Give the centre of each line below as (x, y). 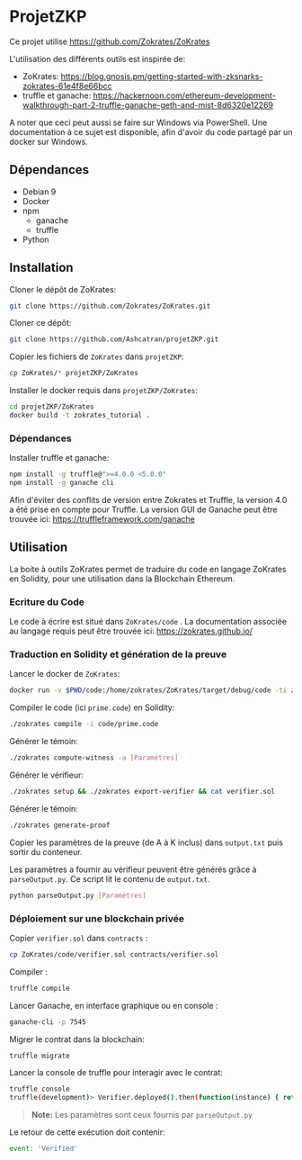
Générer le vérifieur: (46, 775)
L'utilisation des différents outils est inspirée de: (98, 58)
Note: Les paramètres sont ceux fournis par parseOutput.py (142, 1115)
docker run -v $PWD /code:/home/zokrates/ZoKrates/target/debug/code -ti (148, 690)
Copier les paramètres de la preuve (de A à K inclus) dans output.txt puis (147, 842)
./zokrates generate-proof (60, 825)
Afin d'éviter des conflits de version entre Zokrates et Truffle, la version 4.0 (148, 499)
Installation (41, 268)
